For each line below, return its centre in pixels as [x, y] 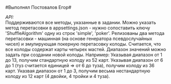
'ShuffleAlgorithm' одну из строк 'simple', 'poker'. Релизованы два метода [85, 33]
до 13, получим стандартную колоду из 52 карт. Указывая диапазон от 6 [84, 60]
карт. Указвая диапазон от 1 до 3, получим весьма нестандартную [78, 71]
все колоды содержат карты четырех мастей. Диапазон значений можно [86, 49]
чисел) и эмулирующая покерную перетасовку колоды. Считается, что [83, 44]
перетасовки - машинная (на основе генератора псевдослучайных [79, 38]
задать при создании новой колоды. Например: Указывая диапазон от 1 [84, 55]
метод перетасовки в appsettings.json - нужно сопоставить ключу [78, 28]
